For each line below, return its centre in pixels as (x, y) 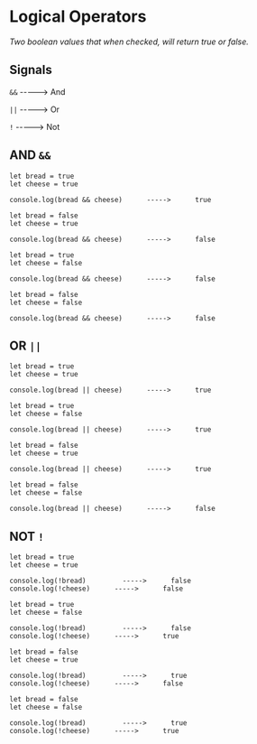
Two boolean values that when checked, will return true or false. (129, 42)
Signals (31, 70)
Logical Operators (78, 17)
